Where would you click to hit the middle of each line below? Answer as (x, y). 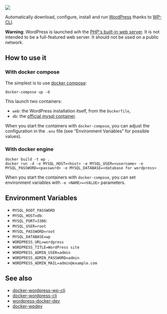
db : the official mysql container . (44, 116)
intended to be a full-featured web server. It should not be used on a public (82, 37)
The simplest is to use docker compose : (46, 83)
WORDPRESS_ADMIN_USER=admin (41, 252)
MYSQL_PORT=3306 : (30, 220)
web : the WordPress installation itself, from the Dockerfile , (71, 111)
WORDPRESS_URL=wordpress (38, 242)
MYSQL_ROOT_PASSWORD (34, 210)
